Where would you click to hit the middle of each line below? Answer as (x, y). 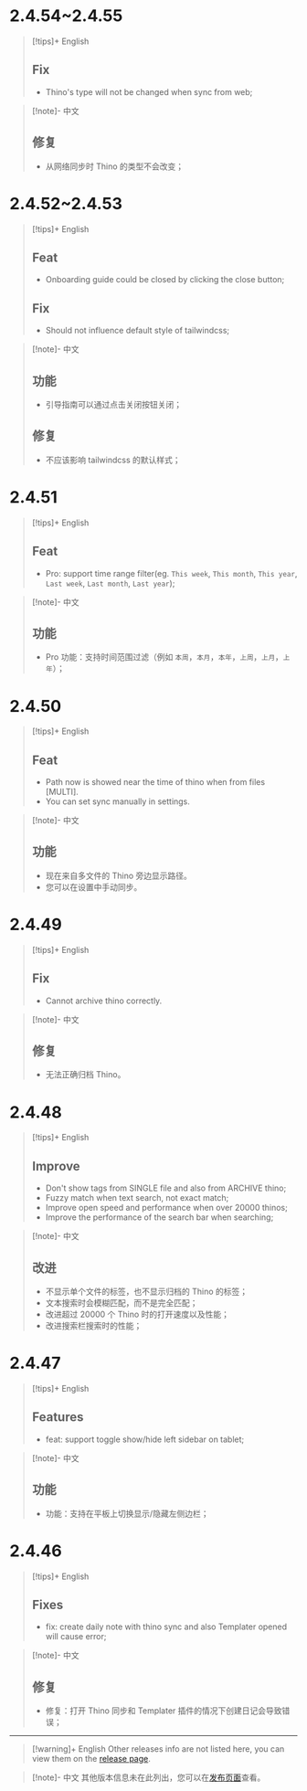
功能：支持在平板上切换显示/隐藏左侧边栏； (127, 1513)
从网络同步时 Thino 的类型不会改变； (115, 166)
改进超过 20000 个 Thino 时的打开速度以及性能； (138, 1314)
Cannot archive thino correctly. (104, 1001)
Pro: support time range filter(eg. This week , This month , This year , (171, 573)
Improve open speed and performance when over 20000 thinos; (166, 1208)
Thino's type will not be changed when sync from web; (149, 91)
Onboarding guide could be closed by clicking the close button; (165, 280)
